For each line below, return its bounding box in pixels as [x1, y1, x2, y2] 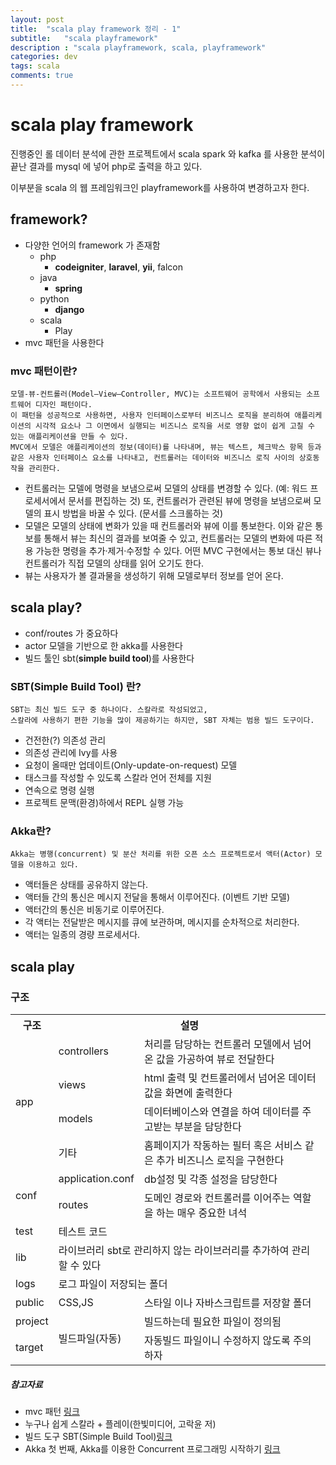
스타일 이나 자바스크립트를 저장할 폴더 [143, 1296, 312, 1310]
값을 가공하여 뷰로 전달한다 [155, 1052, 275, 1066]
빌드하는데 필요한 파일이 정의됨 [143, 1315, 282, 1329]
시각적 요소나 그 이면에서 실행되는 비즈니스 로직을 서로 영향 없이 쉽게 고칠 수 [34, 421, 315, 431]
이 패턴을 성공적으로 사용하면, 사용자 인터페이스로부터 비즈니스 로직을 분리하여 [10, 410, 291, 420]
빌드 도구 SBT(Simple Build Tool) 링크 [24, 1430, 173, 1442]
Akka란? [10, 824, 52, 838]
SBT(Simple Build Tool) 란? [10, 679, 142, 693]
